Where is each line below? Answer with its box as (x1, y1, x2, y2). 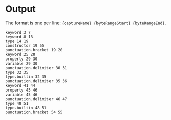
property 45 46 (5, 87, 38, 93)
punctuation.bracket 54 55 (5, 110, 63, 115)
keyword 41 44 (5, 83, 36, 88)
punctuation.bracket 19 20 (5, 47, 63, 52)
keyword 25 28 (5, 52, 36, 57)
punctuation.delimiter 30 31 (5, 65, 67, 70)
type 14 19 (5, 39, 29, 44)
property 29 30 (5, 56, 38, 62)
